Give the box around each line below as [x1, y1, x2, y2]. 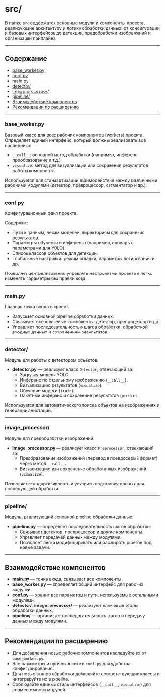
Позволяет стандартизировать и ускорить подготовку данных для [5, 481, 145, 486]
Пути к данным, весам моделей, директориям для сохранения [12, 230, 145, 236]
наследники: [5, 143, 32, 149]
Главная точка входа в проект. [5, 303, 70, 309]
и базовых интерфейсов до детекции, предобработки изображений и [5, 30, 151, 36]
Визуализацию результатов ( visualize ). [19, 382, 103, 388]
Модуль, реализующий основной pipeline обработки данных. [5, 514, 134, 520]
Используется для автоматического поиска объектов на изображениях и [5, 402, 160, 408]
